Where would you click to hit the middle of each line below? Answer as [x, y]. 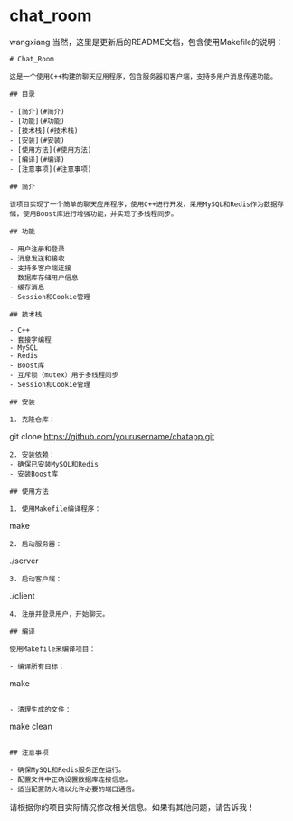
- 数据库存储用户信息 [44, 278]
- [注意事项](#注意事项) [51, 169]
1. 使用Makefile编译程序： [55, 509]
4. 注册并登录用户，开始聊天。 [60, 614]
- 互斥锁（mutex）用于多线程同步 [64, 375]
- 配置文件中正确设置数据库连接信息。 [71, 779]
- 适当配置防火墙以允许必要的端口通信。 [74, 789]
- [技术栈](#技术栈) [44, 131]
